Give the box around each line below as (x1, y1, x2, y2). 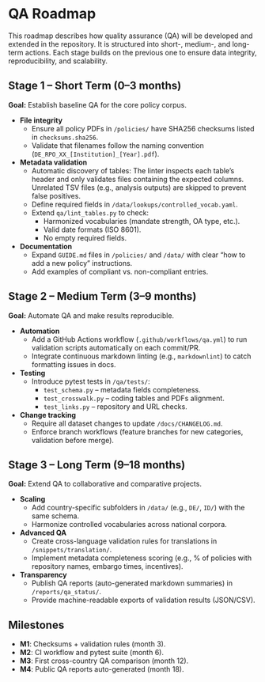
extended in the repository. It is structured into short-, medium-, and (8, 39, 231, 48)
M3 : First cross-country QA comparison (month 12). (19, 656, 189, 665)
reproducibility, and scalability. (8, 56, 108, 66)
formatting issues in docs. (31, 359, 116, 369)
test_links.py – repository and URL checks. (43, 401, 187, 411)
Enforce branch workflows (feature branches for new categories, (31, 426, 244, 436)
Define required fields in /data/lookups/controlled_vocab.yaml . (31, 199, 239, 209)
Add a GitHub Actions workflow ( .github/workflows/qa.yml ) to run (31, 334, 248, 344)
